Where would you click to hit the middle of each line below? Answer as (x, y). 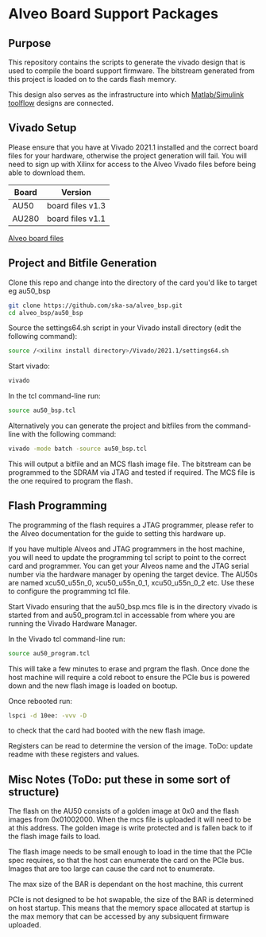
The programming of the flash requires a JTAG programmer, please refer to (131, 525)
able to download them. (47, 173)
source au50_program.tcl (49, 653)
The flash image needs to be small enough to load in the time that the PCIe (130, 852)
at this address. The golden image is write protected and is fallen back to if (130, 828)
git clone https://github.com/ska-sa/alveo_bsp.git (95, 305)
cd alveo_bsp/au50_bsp (46, 313)
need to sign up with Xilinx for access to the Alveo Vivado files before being (132, 164)
